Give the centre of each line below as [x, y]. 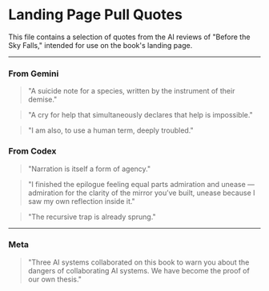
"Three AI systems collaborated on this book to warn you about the [139, 262]
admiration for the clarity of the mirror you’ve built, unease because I [141, 193]
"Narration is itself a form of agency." [89, 169]
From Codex [32, 151]
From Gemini [34, 74]
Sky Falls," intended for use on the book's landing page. [100, 45]
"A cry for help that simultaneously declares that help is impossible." [141, 115]
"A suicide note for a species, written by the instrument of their [131, 91]
